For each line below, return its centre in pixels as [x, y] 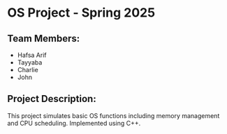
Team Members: [44, 39]
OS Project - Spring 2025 [81, 13]
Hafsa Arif [32, 55]
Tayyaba [30, 62]
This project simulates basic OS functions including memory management [113, 115]
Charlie [28, 70]
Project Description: [52, 99]
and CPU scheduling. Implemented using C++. [74, 123]
